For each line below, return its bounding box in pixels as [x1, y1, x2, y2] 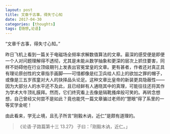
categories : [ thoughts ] [5, 21, 56, 27]
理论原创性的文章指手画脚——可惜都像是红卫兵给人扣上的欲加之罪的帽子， [9, 70, 165, 76]
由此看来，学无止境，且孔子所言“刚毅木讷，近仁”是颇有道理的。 [5, 113, 138, 119]
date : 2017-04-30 [5, 17, 42, 22]
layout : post [5, 7, 33, 13]
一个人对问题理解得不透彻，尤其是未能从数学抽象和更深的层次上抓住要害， [5, 58, 160, 64]
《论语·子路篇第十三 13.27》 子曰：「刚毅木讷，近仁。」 [17, 123, 131, 129]
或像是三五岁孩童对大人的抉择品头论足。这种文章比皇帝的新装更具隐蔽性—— [5, 77, 165, 83]
